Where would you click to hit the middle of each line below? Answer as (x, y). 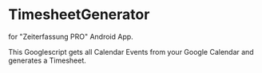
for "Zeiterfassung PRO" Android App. (71, 36)
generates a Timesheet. (47, 60)
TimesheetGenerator (79, 15)
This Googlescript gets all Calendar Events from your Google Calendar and (131, 52)
